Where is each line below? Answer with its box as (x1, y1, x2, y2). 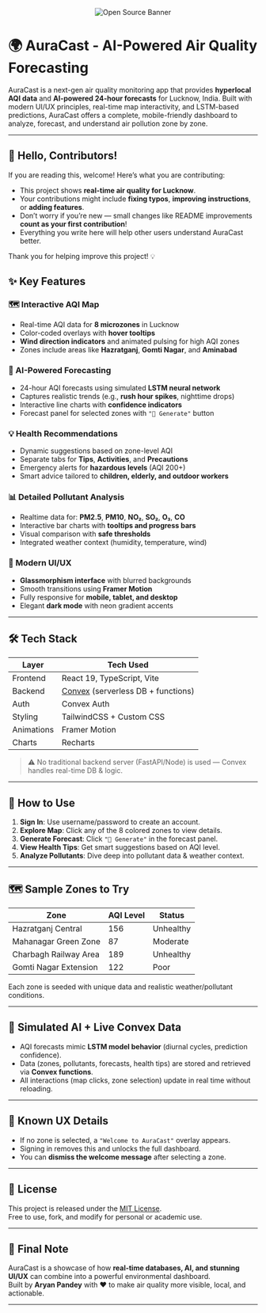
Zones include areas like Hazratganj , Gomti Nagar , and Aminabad (19, 345, 237, 355)
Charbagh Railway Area (12, 949, 101, 960)
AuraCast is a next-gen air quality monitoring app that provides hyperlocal (8, 85, 252, 94)
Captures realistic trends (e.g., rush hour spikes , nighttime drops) (19, 391, 235, 401)
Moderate (152, 936, 189, 947)
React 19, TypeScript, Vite (61, 673, 160, 684)
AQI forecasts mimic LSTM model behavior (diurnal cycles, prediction (19, 1041, 248, 1051)
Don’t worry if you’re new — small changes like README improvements (19, 211, 253, 220)
